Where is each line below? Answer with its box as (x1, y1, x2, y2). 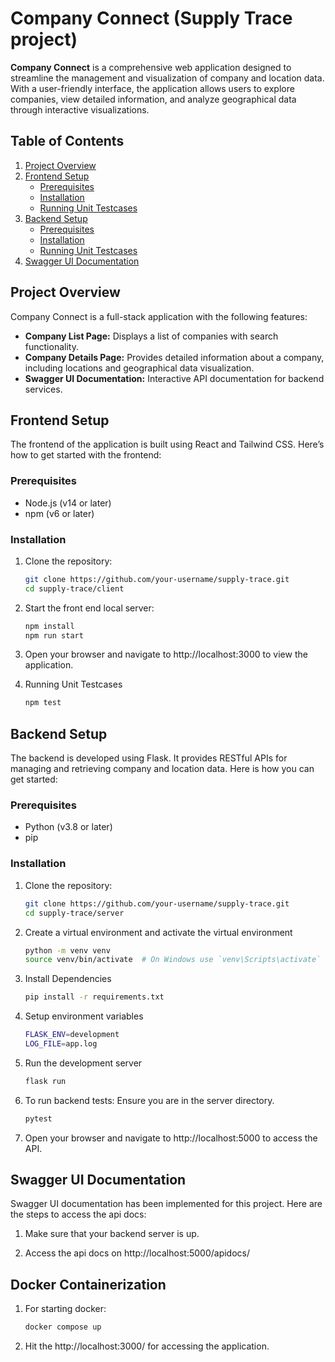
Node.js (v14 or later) (24, 497, 112, 509)
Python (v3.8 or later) (24, 821, 113, 833)
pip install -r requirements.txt (24, 992, 165, 1002)
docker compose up (24, 1322, 102, 1332)
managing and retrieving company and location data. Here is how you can (10, 763, 315, 775)
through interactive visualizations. (10, 103, 150, 116)
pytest (24, 1113, 53, 1124)
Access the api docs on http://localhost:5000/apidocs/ (24, 1247, 250, 1259)
